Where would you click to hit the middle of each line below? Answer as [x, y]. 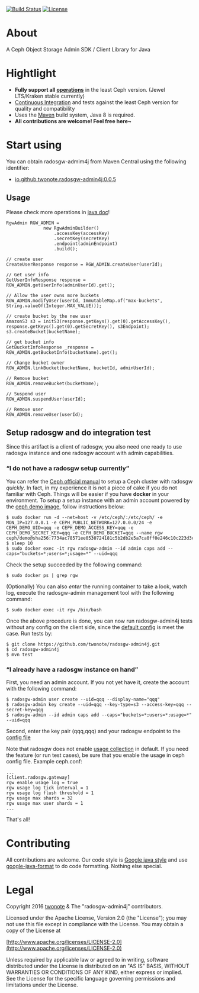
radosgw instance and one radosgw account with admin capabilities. [90, 453]
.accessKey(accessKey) [82, 233]
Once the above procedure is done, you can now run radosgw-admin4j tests [99, 621]
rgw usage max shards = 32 [39, 798]
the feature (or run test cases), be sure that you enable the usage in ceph [95, 755]
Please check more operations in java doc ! [58, 212]
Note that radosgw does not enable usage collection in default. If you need [97, 749]
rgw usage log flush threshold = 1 [50, 793]
